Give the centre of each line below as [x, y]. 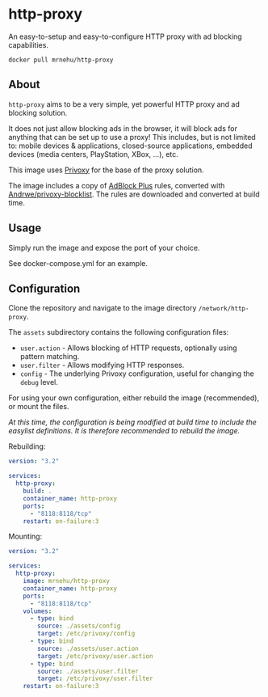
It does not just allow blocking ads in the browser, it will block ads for [123, 128]
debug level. [39, 382]
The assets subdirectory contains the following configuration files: [119, 332]
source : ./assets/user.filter [88, 671]
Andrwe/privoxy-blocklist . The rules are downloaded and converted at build [134, 194]
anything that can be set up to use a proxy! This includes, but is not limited [132, 137]
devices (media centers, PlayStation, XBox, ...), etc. [94, 154]
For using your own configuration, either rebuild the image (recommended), [134, 398]
